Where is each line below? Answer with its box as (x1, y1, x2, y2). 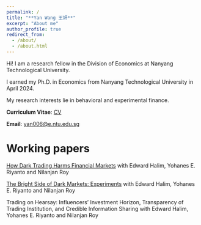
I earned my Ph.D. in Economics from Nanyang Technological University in (6, 78, 194, 86)
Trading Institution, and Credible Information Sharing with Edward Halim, (6, 205, 189, 212)
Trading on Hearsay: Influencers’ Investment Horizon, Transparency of (6, 198, 184, 205)
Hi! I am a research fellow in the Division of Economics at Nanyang (6, 59, 174, 67)
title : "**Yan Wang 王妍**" (6, 15, 76, 21)
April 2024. (6, 84, 35, 92)
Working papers (6, 142, 90, 156)
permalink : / (6, 9, 40, 15)
